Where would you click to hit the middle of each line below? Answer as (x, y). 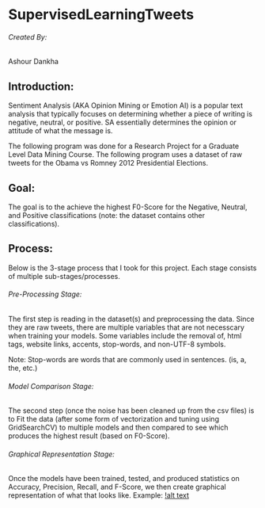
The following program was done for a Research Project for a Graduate (124, 146)
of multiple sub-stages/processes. (64, 276)
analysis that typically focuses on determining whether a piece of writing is (131, 114)
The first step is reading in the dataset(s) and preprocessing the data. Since (131, 319)
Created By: (28, 36)
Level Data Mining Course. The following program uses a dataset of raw (125, 155)
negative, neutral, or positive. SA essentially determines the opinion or (123, 122)
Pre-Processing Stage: (45, 294)
